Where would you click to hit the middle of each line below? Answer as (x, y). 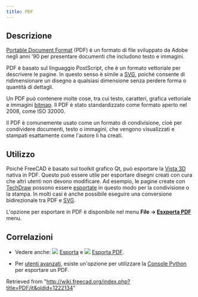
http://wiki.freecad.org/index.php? (88, 281)
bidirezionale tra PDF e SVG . (41, 200)
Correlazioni (30, 237)
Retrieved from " (26, 281)
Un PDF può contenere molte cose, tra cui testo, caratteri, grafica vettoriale (99, 98)
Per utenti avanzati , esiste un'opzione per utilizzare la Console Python (100, 264)
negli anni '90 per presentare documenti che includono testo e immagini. (95, 57)
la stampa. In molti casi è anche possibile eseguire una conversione (89, 194)
